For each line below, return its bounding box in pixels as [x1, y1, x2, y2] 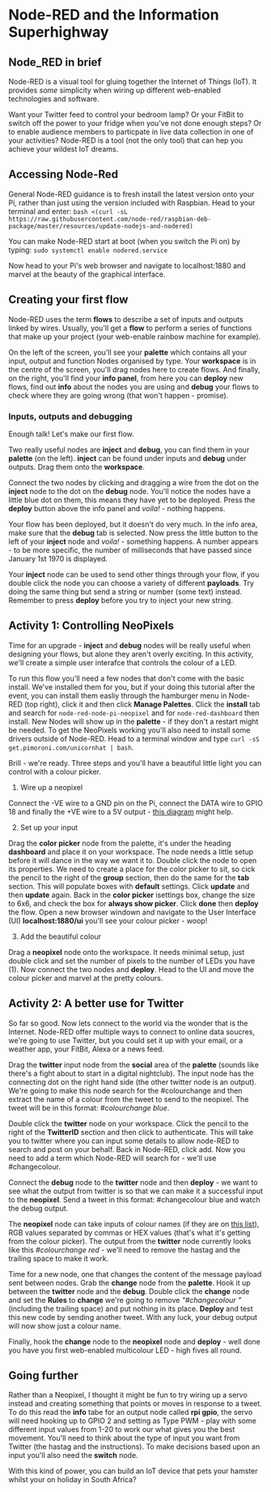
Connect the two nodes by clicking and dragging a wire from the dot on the [8, 477, 259, 488]
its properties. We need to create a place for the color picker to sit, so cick [8, 864, 256, 874]
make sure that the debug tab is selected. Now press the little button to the [8, 527, 259, 537]
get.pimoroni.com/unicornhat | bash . [8, 742, 134, 752]
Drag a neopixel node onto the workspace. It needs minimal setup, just [8, 947, 245, 957]
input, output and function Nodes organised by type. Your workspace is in [8, 355, 256, 366]
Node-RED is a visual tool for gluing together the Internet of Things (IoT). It [8, 77, 257, 86]
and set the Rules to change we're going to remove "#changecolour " [8, 1295, 242, 1305]
